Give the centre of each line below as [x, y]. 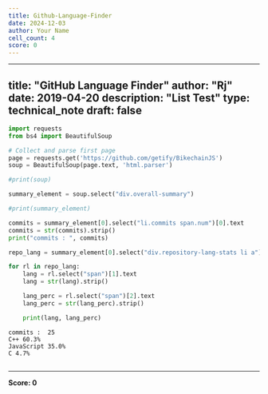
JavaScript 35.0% [37, 346]
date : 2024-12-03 [37, 23]
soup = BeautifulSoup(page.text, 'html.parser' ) [91, 165]
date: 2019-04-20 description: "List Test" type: [129, 98]
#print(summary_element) [49, 209]
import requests [35, 129]
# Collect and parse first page [62, 150]
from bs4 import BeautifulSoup [60, 136]
